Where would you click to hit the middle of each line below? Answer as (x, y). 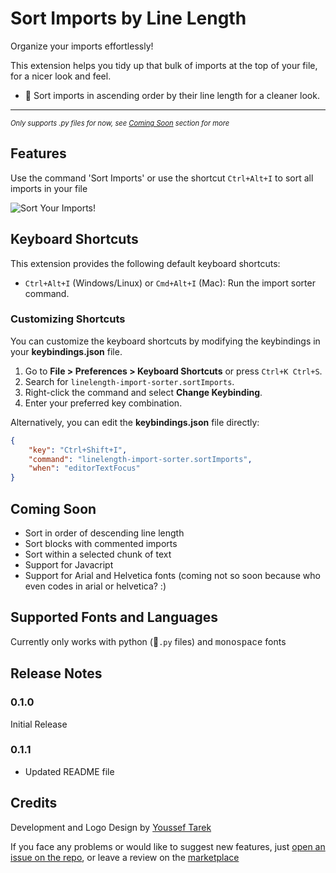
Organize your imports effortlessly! (82, 46)
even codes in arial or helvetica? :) (95, 586)
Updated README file (69, 771)
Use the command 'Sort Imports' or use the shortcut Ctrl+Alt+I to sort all (162, 178)
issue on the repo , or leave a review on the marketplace (125, 857)
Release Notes (56, 673)
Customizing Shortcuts (68, 319)
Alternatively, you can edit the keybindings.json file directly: (135, 422)
